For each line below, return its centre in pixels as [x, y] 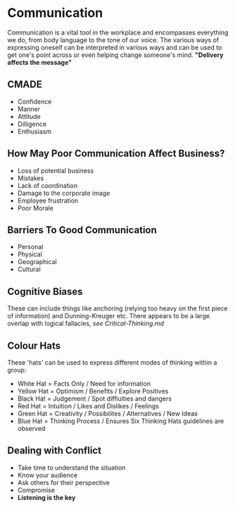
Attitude [29, 116]
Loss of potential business [56, 170]
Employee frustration [48, 200]
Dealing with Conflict [55, 451]
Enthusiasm [34, 131]
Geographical [37, 262]
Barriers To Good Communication [82, 230]
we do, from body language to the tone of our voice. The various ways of [113, 39]
